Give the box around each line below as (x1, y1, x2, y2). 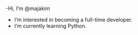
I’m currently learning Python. (14, 23, 87, 29)
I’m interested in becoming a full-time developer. (14, 16, 133, 23)
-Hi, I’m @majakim (5, 5, 50, 12)
